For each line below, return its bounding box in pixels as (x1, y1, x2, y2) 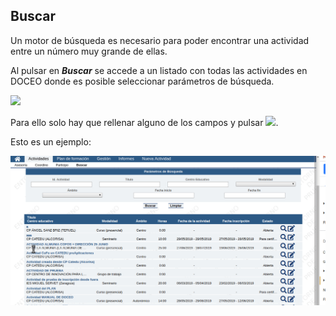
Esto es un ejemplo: (10, 135, 92, 148)
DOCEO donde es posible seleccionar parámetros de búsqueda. (10, 75, 275, 87)
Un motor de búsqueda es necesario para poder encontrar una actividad (10, 34, 310, 46)
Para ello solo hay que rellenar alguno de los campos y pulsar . (10, 116, 279, 128)
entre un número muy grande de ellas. (10, 45, 168, 57)
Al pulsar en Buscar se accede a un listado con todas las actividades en (10, 64, 308, 76)
